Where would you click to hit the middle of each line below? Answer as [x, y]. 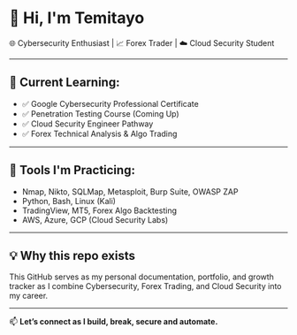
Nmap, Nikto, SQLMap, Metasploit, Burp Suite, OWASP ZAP [130, 191]
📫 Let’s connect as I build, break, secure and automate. [114, 322]
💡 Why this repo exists [72, 255]
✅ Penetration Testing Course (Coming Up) [100, 113]
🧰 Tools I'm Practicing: [72, 170]
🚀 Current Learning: [65, 83]
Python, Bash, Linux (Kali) [69, 201]
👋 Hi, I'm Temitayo [77, 18]
